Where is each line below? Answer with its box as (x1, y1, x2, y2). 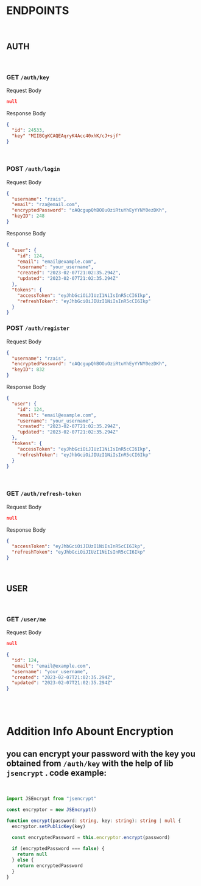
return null (17, 851, 48, 857)
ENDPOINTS (6, 4, 69, 18)
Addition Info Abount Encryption (6, 724, 174, 738)
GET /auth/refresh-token (6, 489, 82, 498)
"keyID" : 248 (12, 213, 45, 220)
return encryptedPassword (17, 863, 83, 869)
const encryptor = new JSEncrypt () (6, 807, 97, 813)
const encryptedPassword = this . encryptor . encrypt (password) (12, 834, 171, 840)
